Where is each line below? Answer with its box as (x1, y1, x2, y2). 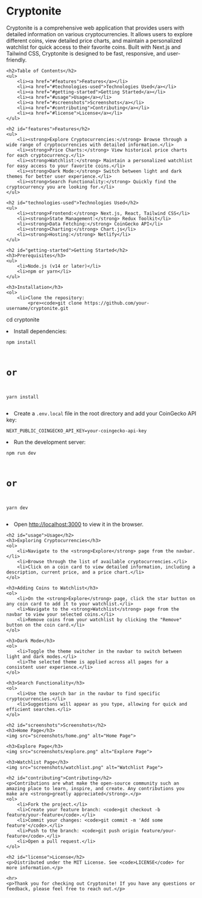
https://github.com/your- (84, 300, 150, 306)
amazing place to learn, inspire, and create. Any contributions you (6, 786, 185, 792)
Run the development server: (14, 438, 86, 446)
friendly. (6, 56, 27, 63)
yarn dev (6, 505, 28, 511)
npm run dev (6, 451, 36, 457)
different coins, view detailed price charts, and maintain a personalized (6, 37, 183, 44)
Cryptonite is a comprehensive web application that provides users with (6, 24, 185, 31)
